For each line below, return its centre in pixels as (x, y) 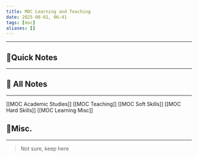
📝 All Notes (27, 84)
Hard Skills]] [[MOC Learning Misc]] (49, 110)
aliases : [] (21, 28)
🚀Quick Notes (32, 57)
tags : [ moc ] (21, 22)
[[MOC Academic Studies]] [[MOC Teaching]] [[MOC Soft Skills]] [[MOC (94, 104)
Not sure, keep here (44, 149)
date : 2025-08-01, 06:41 (37, 17)
